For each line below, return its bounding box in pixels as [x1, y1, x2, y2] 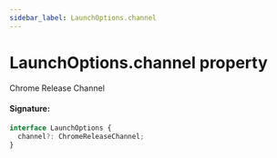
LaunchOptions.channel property [9, 52, 269, 73]
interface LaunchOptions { [9, 123, 112, 133]
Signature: [9, 104, 50, 114]
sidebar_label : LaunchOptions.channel [9, 13, 157, 23]
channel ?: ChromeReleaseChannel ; [17, 132, 145, 141]
